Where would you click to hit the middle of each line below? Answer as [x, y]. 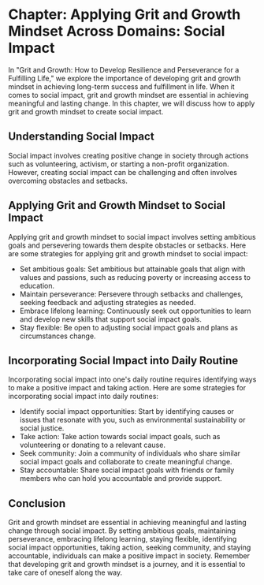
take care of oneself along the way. [65, 572]
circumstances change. [58, 336]
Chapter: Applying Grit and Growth [125, 15]
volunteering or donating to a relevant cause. [92, 445]
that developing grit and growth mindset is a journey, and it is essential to [127, 565]
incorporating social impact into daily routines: [84, 397]
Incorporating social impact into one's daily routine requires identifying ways [132, 379]
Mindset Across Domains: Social [117, 31]
